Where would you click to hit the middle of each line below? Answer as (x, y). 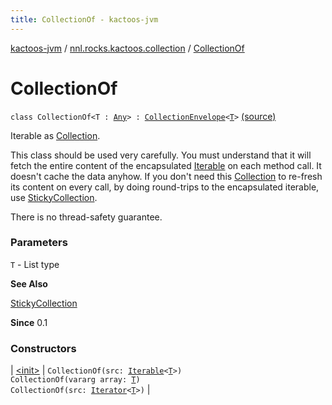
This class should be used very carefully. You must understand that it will (161, 155)
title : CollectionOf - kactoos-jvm (84, 19)
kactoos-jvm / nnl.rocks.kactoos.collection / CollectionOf (127, 48)
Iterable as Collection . (55, 135)
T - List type (35, 264)
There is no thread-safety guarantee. (86, 217)
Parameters (39, 243)
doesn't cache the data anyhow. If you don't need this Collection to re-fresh (166, 176)
